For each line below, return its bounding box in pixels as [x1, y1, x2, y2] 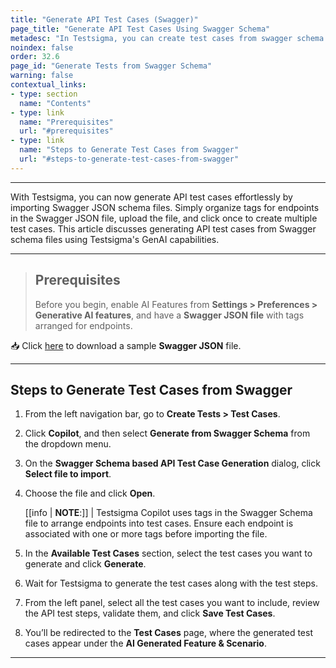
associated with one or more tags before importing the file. [24, 528, 268, 540]
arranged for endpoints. [34, 319, 133, 331]
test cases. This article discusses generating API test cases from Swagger [10, 222, 317, 235]
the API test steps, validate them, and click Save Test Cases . [24, 607, 276, 620]
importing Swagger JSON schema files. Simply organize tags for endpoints [10, 201, 320, 213]
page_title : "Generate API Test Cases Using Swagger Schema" [10, 24, 271, 34]
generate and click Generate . [24, 558, 147, 570]
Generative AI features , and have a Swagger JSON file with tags [34, 309, 305, 321]
